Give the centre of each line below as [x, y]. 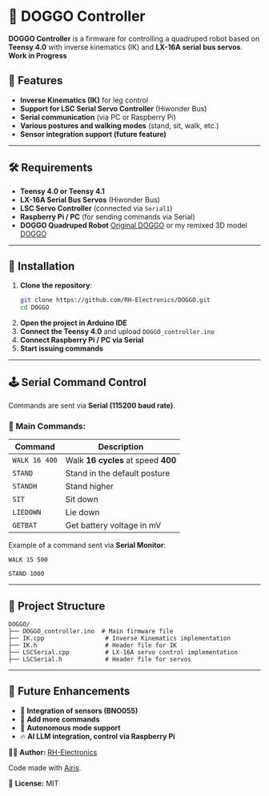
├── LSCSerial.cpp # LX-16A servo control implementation [123, 653]
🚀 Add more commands [60, 719]
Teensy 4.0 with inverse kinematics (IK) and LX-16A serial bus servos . [125, 46]
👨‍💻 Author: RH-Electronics [53, 752]
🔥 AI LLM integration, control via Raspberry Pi [97, 736]
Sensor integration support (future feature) [93, 134]
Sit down [82, 500]
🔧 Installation [42, 266]
